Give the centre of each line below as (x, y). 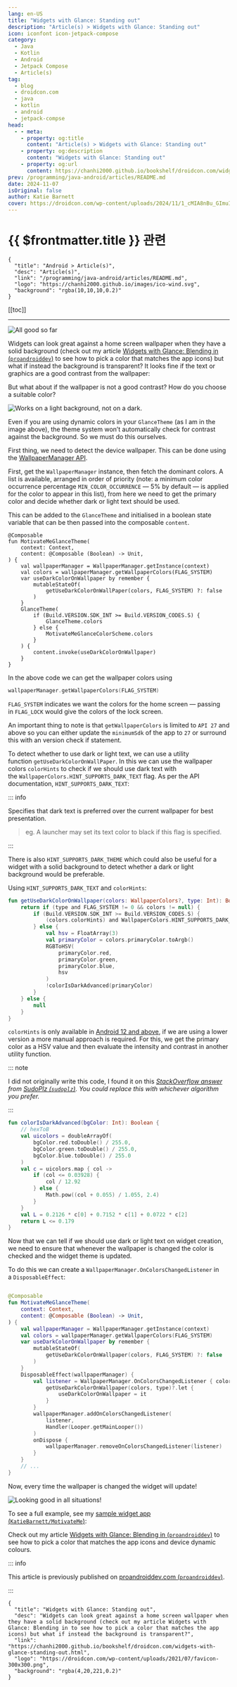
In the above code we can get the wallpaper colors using (90, 677)
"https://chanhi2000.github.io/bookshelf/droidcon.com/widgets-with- (112, 1646)
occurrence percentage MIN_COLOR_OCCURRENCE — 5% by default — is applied (118, 486)
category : (23, 40)
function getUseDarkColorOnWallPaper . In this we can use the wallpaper (110, 761)
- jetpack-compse (40, 118)
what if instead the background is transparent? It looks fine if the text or (112, 366)
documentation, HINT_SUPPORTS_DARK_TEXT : (69, 783)
